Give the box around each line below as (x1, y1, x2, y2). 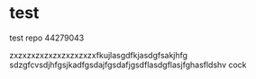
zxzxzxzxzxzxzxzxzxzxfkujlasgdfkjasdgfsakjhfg (9, 49, 187, 60)
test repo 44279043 (9, 32, 85, 43)
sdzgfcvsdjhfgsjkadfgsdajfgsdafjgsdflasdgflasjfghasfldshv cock (9, 59, 247, 70)
